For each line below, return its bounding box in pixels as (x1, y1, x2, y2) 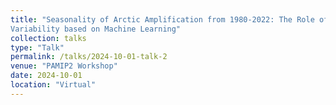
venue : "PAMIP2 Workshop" (10, 61, 118, 71)
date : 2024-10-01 (10, 71, 83, 81)
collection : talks (10, 33, 87, 43)
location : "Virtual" (10, 80, 97, 90)
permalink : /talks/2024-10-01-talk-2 (10, 52, 168, 62)
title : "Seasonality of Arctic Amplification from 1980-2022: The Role (10, 14, 315, 25)
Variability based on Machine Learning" (10, 24, 182, 34)
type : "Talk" (10, 42, 65, 53)
